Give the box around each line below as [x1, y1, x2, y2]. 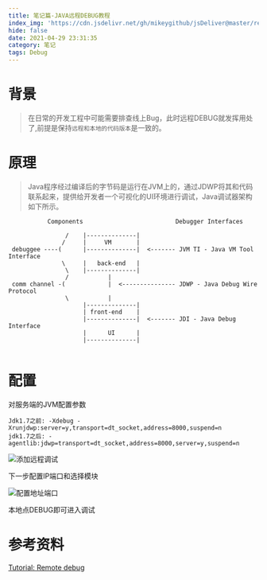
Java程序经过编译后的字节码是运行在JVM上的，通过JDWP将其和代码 [27, 181, 253, 191]
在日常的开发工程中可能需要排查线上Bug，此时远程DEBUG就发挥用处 [27, 113, 253, 123]
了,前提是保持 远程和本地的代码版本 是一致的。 [27, 123, 166, 132]
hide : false [8, 26, 48, 34]
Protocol [8, 287, 37, 295]
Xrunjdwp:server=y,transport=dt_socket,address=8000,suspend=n [8, 423, 222, 432]
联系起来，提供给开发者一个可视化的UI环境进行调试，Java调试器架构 [27, 192, 253, 201]
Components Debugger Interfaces [47, 217, 244, 225]
